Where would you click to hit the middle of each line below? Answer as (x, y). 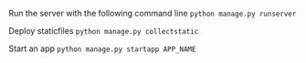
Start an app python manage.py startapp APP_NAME (102, 48)
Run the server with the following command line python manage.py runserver (153, 13)
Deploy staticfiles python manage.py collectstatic (104, 31)
